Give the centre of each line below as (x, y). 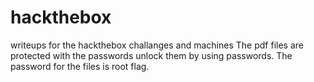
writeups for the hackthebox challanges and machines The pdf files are (157, 45)
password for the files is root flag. (80, 66)
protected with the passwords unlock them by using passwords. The (151, 55)
